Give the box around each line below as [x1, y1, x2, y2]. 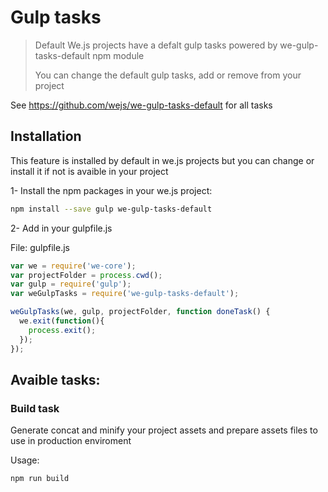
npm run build [10, 474, 70, 484]
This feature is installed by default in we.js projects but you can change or [10, 154, 315, 166]
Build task [10, 401, 60, 415]
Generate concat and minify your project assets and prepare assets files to [10, 424, 318, 436]
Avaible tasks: [10, 371, 101, 388]
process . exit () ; [28, 325, 97, 335]
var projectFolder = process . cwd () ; [10, 270, 163, 280]
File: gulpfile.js [10, 241, 70, 253]
